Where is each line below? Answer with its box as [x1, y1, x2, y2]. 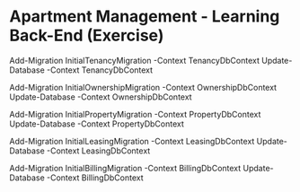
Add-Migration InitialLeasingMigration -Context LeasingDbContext [9, 135, 255, 146]
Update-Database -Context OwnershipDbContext [9, 92, 192, 102]
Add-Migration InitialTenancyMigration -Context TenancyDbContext [9, 55, 260, 65]
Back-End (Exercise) [9, 25, 164, 46]
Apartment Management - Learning [9, 6, 280, 27]
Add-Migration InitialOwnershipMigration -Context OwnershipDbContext [9, 82, 277, 92]
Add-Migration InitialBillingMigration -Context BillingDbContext [9, 162, 242, 173]
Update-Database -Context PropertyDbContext [9, 118, 184, 129]
